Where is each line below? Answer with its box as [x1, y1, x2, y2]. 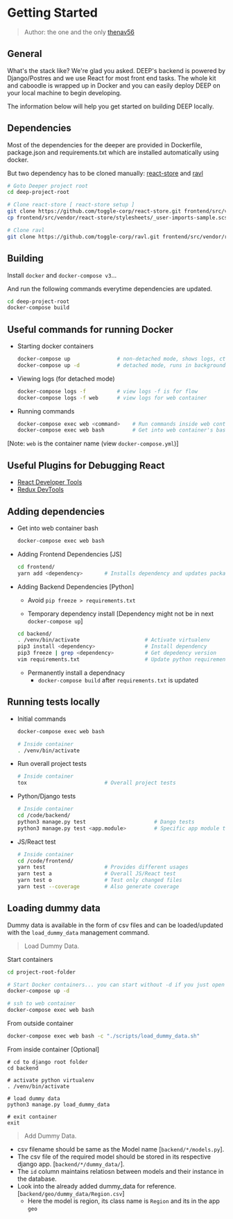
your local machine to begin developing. [7, 88, 122, 97]
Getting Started [7, 5, 98, 21]
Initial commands [17, 714, 67, 723]
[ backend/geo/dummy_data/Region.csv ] [17, 1189, 125, 1197]
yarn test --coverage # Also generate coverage [17, 883, 180, 890]
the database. [17, 1175, 57, 1183]
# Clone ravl [7, 227, 45, 234]
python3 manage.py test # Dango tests [17, 818, 195, 825]
